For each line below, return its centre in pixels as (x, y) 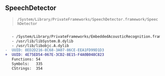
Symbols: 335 (27, 64)
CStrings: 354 (27, 68)
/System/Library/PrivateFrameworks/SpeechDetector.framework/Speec (87, 19)
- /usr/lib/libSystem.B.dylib (42, 41)
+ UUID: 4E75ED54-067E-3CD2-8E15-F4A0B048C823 (55, 55)
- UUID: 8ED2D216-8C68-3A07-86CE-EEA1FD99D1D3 (55, 50)
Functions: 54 (26, 59)
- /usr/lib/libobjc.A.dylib (40, 46)
